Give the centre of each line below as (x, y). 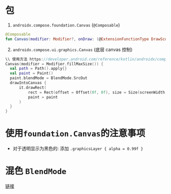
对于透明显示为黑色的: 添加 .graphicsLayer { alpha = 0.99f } (78, 149)
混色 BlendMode (36, 171)
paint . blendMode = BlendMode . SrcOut (49, 78)
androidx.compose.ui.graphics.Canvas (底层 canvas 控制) (73, 50)
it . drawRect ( (33, 87)
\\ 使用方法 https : (24, 59)
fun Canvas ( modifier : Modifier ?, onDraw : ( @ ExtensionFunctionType (77, 39)
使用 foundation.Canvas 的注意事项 (75, 134)
